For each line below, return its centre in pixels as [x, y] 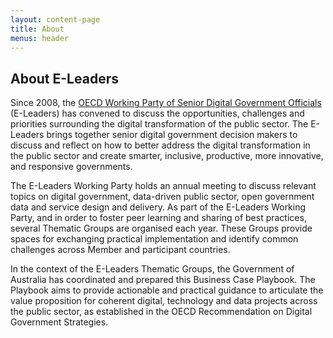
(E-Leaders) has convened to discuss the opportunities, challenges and [157, 113]
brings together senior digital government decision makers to [172, 135]
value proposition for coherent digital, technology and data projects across [164, 301]
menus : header [40, 38]
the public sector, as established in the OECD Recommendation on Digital [161, 312]
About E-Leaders [64, 78]
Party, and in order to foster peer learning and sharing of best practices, [158, 218]
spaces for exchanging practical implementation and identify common [154, 239]
